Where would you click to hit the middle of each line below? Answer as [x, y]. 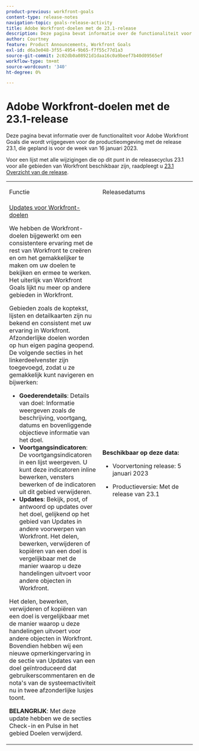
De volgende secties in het [46, 353]
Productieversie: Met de [145, 487]
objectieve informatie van [54, 433]
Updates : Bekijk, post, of [54, 499]
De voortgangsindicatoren [55, 455]
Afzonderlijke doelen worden [49, 338]
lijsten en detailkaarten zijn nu [50, 316]
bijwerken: [24, 383]
